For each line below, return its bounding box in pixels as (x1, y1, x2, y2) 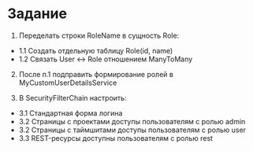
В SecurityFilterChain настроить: (18, 93, 127, 102)
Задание (7, 5, 68, 23)
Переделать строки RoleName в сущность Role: (18, 31, 180, 40)
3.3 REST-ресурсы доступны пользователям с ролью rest (18, 133, 214, 142)
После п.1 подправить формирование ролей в (18, 69, 174, 79)
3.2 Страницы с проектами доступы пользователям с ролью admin (18, 116, 246, 126)
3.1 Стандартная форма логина (18, 108, 123, 118)
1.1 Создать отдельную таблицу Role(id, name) (18, 46, 173, 55)
